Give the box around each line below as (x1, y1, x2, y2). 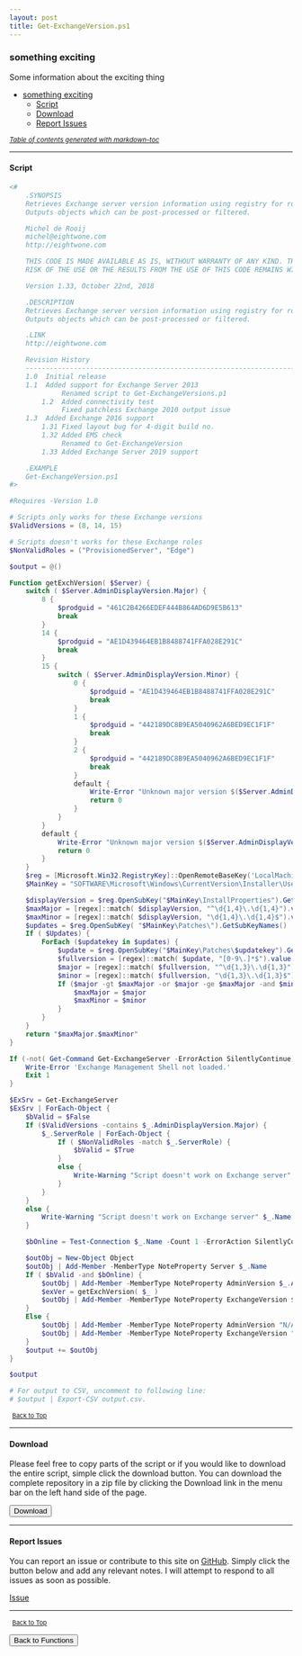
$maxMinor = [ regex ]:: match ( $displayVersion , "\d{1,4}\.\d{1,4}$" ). (25, 913, 292, 922)
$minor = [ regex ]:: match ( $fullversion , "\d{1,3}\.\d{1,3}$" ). (57, 971, 299, 980)
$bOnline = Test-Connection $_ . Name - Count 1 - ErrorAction (25, 1237, 252, 1246)
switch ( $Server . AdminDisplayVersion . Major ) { (25, 587, 207, 596)
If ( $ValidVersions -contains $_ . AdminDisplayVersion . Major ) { (25, 1120, 268, 1129)
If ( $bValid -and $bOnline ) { (25, 1270, 143, 1279)
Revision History (25, 355, 91, 364)
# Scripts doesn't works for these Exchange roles (9, 537, 203, 546)
